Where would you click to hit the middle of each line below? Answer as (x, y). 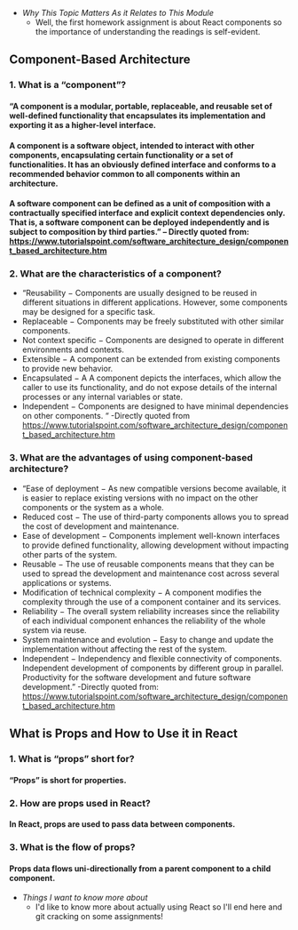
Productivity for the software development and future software (136, 677)
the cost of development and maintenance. (100, 526)
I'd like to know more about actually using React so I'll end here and (158, 907)
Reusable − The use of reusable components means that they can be (148, 564)
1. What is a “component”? (68, 85)
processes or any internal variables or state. (102, 397)
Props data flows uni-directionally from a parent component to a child (140, 868)
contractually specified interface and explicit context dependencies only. (147, 213)
